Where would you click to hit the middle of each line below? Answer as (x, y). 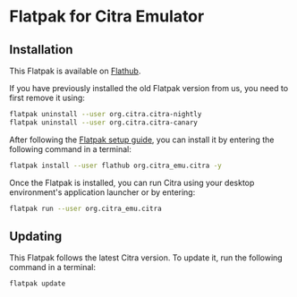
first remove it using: (47, 98)
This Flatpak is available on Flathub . (75, 71)
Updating (36, 236)
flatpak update (38, 284)
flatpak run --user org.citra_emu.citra (86, 208)
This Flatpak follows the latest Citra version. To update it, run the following (146, 258)
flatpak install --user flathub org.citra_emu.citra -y (115, 165)
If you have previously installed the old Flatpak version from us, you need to (149, 88)
